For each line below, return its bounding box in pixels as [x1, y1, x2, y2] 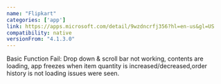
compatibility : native [6, 29, 72, 36]
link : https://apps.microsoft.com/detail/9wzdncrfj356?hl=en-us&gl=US [6, 23, 215, 30]
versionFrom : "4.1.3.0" [6, 36, 76, 43]
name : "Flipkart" [6, 10, 57, 17]
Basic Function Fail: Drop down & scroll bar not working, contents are [6, 54, 204, 63]
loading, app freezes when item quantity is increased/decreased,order [6, 62, 208, 70]
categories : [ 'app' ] [6, 17, 67, 23]
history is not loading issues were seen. [6, 70, 120, 78]
